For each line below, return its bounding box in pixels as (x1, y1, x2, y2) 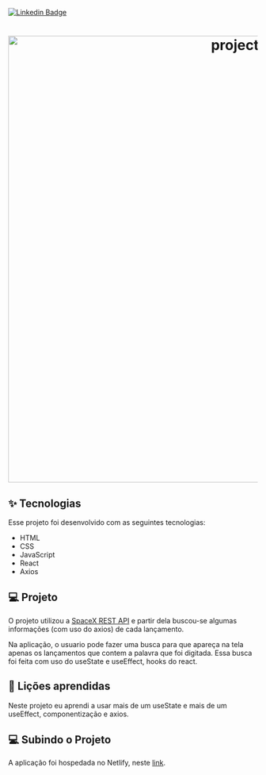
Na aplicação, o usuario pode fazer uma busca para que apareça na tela (8, 639, 244, 649)
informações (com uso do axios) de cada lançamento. (8, 624, 184, 634)
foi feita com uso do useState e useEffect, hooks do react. (8, 656, 198, 666)
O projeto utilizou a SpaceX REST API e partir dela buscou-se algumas (8, 615, 237, 625)
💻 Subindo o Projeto (8, 733, 112, 746)
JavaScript (19, 550, 55, 559)
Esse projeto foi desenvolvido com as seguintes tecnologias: (8, 518, 206, 527)
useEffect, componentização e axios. (8, 709, 129, 719)
